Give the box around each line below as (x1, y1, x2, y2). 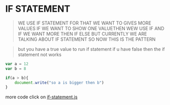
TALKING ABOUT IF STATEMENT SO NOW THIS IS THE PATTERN (17, 36, 156, 42)
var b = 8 (5, 66, 27, 71)
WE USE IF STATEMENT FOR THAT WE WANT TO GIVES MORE (17, 20, 152, 26)
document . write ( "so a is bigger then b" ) (14, 80, 104, 85)
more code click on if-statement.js (5, 94, 78, 100)
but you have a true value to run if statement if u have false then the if (17, 46, 165, 52)
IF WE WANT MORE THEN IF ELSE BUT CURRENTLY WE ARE (17, 31, 147, 37)
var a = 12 (5, 61, 29, 66)
